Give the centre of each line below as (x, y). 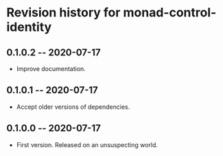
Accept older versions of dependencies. (73, 107)
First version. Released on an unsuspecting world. (87, 144)
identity (29, 27)
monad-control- (170, 13)
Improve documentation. (51, 69)
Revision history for (63, 13)
